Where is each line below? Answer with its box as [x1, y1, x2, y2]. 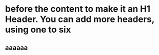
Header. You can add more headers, [5, 14, 155, 25]
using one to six [5, 24, 71, 35]
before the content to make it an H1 [5, 3, 151, 15]
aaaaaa [5, 43, 28, 52]
